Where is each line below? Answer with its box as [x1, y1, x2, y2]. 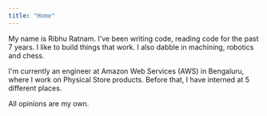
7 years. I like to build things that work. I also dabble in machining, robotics [8, 42, 254, 52]
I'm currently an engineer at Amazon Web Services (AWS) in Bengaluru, [8, 66, 245, 76]
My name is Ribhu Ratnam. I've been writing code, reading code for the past [8, 34, 259, 43]
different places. [8, 83, 62, 93]
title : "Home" [8, 11, 56, 20]
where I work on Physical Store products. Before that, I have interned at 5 [8, 74, 250, 84]
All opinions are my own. [8, 98, 90, 108]
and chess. [8, 50, 45, 60]
